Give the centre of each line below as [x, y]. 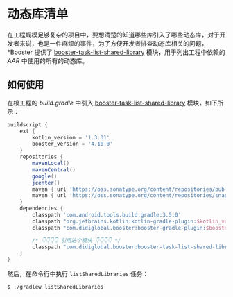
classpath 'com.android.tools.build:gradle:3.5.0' [107, 215]
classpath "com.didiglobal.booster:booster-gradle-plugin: [119, 228]
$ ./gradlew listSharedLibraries [55, 287]
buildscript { [28, 125]
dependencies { [42, 209]
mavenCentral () [54, 170]
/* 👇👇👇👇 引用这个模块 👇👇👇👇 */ [77, 240]
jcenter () [46, 183]
